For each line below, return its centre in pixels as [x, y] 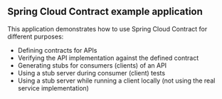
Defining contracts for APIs [57, 50]
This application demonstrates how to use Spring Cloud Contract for [107, 28]
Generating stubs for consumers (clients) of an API [92, 65]
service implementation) [53, 88]
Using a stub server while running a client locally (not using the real [116, 80]
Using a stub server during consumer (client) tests [91, 73]
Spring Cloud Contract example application [105, 12]
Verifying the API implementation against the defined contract [108, 58]
